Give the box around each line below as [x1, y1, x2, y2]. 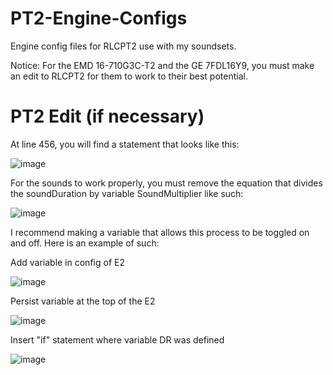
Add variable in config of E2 [10, 256, 125, 268]
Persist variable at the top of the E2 [10, 295, 156, 307]
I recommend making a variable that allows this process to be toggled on [10, 226, 310, 238]
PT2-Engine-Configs [10, 7, 188, 30]
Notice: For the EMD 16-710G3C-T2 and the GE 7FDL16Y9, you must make [10, 59, 315, 71]
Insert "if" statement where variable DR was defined [10, 333, 225, 346]
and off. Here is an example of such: [10, 237, 160, 249]
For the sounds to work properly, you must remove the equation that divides [10, 177, 323, 189]
